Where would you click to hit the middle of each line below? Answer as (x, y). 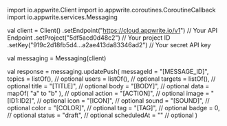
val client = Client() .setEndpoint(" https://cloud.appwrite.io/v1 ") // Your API (112, 30)
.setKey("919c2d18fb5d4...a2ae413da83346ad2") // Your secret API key (109, 45)
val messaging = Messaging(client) (57, 58)
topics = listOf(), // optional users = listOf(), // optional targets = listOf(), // (111, 79)
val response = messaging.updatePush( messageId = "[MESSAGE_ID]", (108, 72)
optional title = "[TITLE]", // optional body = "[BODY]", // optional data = (108, 86)
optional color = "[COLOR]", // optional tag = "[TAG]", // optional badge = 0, (113, 108)
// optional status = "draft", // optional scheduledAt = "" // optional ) (102, 115)
